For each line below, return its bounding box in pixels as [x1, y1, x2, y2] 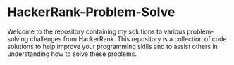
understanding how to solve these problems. [7, 50, 137, 58]
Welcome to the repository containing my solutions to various [7, 27, 185, 36]
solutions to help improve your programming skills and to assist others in [7, 42, 218, 50]
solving [7, 34, 29, 43]
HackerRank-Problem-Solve [7, 4, 175, 20]
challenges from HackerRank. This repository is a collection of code [30, 34, 227, 43]
